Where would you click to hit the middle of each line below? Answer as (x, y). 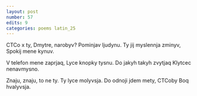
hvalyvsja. (18, 87)
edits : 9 (17, 23)
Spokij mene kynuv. (30, 52)
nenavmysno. (23, 69)
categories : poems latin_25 (41, 28)
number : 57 (20, 17)
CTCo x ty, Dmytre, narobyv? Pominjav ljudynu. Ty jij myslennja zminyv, (94, 45)
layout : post (22, 12)
